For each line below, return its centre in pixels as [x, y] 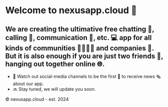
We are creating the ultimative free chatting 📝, [80, 29]
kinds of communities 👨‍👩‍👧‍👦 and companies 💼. [80, 48]
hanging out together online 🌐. [55, 64]
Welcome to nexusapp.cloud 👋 [71, 10]
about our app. [28, 84]
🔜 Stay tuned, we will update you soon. [54, 89]
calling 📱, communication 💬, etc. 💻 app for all [78, 38]
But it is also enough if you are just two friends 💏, [84, 56]
